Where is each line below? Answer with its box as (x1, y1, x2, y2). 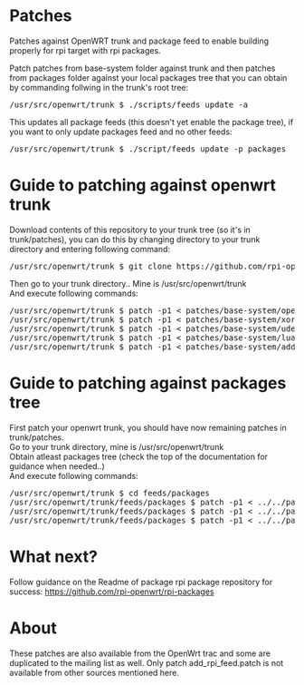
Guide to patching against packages (9, 373, 287, 394)
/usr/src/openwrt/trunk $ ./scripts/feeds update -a (9, 99, 249, 110)
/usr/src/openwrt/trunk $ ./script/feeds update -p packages (9, 143, 287, 154)
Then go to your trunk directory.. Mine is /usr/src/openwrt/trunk (9, 278, 247, 289)
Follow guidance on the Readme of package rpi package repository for (9, 576, 273, 587)
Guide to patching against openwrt (9, 175, 276, 196)
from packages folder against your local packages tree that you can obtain (9, 72, 288, 83)
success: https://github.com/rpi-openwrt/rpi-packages (9, 586, 214, 597)
